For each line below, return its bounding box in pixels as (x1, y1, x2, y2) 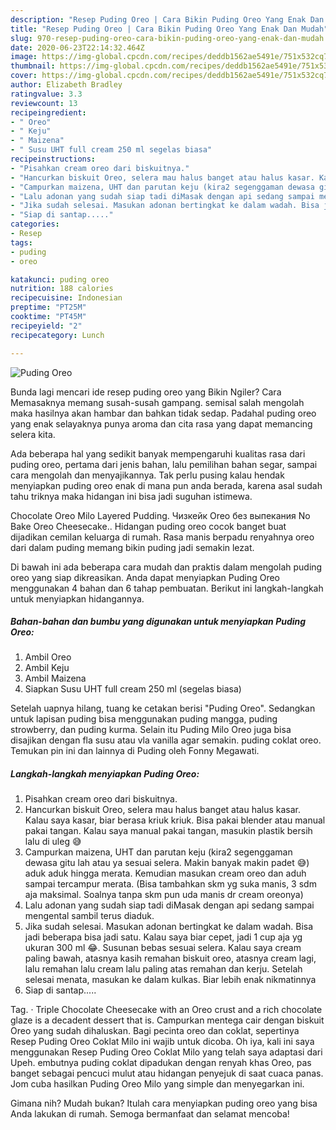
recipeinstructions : (10, 154, 97, 164)
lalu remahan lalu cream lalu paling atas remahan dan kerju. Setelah (24, 963, 303, 975)
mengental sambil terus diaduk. (24, 910, 155, 922)
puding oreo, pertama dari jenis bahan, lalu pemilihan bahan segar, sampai (10, 458, 318, 470)
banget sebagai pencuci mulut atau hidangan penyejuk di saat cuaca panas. (10, 1067, 324, 1080)
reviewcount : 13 (10, 98, 78, 108)
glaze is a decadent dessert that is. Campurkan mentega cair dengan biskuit (10, 1014, 325, 1026)
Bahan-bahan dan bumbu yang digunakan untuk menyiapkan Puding (10, 616, 307, 628)
